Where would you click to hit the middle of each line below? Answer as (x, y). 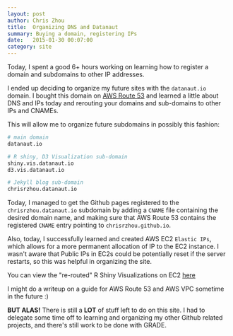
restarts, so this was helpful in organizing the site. (79, 262)
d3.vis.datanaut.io (36, 170)
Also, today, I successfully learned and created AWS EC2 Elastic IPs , (109, 239)
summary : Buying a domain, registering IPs (72, 34)
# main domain (28, 137)
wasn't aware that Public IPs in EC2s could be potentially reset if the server (116, 254)
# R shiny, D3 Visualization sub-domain (68, 156)
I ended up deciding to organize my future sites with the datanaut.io (107, 88)
